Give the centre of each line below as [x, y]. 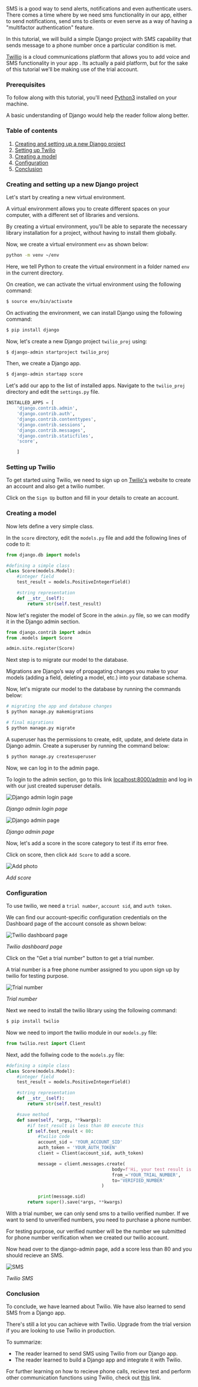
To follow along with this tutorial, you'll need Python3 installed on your [92, 98]
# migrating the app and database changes [59, 706]
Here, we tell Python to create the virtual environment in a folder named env [98, 266]
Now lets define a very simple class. [50, 526]
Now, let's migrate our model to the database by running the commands [94, 689]
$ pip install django [33, 330]
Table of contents [32, 131]
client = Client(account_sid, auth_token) [91, 1153]
